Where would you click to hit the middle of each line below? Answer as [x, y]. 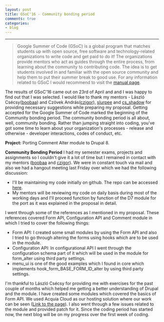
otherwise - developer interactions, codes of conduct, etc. [64, 133]
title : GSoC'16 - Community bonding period [50, 14]
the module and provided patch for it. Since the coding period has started [79, 309]
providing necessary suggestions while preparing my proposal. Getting [76, 107]
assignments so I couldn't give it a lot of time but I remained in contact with [81, 158]
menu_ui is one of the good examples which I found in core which [78, 263]
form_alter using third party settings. [49, 259]
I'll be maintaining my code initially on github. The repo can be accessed [85, 182]
